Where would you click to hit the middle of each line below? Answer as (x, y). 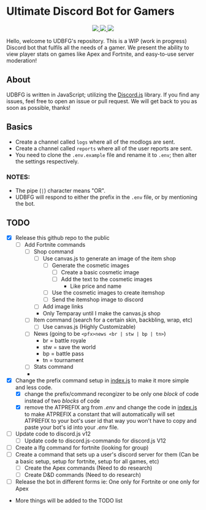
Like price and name (96, 286)
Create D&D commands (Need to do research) (82, 475)
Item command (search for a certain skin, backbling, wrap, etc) (113, 320)
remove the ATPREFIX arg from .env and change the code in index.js (111, 407)
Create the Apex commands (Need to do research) (88, 468)
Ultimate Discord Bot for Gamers (90, 11)
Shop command (54, 251)
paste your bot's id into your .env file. (71, 427)
